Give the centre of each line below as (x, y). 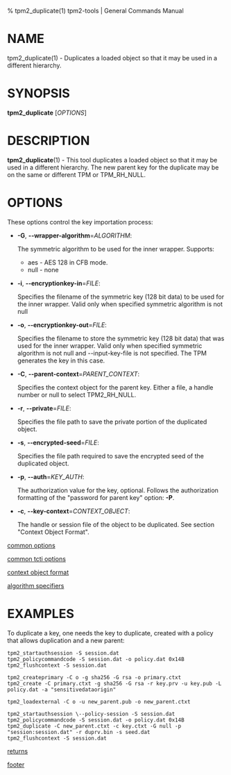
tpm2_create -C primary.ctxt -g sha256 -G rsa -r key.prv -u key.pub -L (114, 683)
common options (31, 545)
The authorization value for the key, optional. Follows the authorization (118, 490)
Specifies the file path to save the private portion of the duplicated (112, 422)
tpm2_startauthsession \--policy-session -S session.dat (91, 714)
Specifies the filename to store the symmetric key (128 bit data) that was (121, 338)
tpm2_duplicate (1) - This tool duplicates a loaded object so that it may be (112, 160)
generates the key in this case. (61, 360)
